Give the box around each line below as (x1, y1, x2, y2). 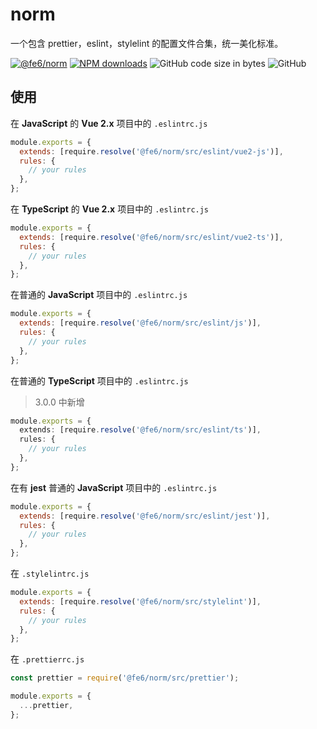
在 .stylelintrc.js (10, 568, 90, 579)
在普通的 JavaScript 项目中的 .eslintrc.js (10, 289, 188, 301)
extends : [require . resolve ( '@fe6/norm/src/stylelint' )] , (19, 596, 262, 607)
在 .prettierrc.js (10, 653, 85, 665)
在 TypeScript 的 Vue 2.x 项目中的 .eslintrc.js (10, 203, 210, 215)
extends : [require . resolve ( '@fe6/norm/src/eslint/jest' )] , (19, 511, 271, 521)
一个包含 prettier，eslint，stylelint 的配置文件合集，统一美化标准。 (10, 37, 284, 49)
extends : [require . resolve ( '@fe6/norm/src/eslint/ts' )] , (19, 425, 262, 435)
